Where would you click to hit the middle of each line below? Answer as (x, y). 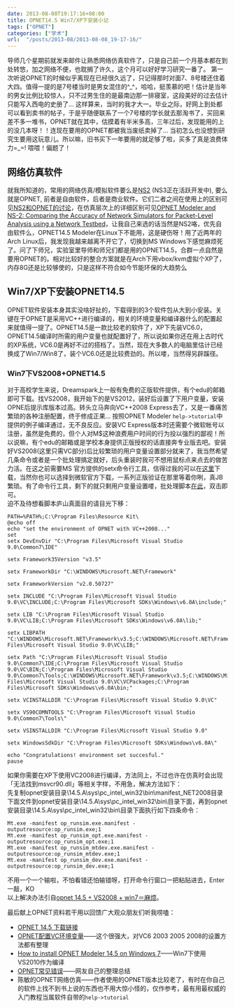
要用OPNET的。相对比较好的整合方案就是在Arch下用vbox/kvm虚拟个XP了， (116, 259)
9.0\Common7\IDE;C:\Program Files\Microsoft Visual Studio (95, 664)
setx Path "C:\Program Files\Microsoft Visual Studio (87, 658)
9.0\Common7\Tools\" (37, 719)
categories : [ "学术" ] (38, 33)
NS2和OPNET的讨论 (42, 208)
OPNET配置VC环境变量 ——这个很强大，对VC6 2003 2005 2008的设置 (119, 936)
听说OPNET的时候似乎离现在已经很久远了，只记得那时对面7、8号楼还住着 (119, 78)
